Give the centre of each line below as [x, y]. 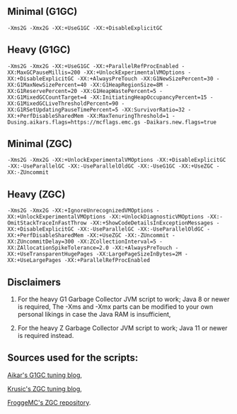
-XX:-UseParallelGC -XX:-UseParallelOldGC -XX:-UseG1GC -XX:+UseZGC [110, 166]
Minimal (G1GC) [42, 12]
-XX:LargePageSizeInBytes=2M [139, 254]
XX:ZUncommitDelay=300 [41, 242]
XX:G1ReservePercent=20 [42, 91]
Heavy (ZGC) [36, 194]
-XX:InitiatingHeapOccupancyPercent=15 [148, 97]
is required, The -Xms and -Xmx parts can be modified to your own [115, 307]
